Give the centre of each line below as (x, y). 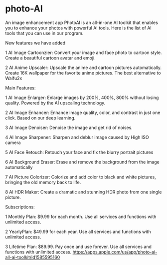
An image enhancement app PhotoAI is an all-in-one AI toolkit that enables (82, 22)
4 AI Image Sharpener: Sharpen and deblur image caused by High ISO (77, 137)
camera (13, 142)
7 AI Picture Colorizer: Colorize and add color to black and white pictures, (81, 177)
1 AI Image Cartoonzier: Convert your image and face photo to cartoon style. (83, 52)
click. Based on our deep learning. (40, 117)
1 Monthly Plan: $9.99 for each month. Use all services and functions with (81, 216)
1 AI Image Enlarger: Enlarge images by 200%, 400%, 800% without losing (82, 97)
